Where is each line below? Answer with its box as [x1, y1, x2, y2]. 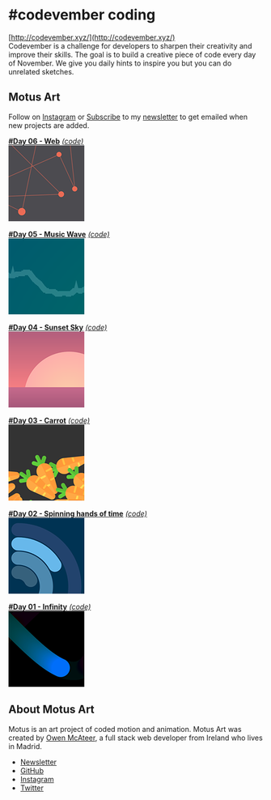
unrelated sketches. [8, 66, 74, 76]
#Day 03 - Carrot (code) [8, 415, 91, 425]
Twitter [19, 783, 44, 793]
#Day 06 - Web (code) [8, 136, 84, 146]
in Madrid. [8, 741, 43, 751]
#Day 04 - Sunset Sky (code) [8, 322, 108, 332]
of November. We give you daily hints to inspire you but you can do [8, 58, 232, 68]
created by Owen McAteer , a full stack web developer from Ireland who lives [8, 733, 263, 743]
